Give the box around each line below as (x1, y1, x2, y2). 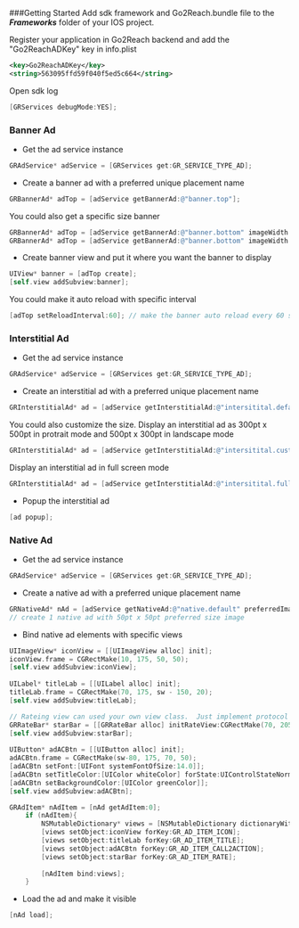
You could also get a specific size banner (9, 210, 160, 221)
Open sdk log (9, 85, 59, 96)
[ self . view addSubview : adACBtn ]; (9, 786, 133, 796)
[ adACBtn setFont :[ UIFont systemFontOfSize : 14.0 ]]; (9, 762, 205, 771)
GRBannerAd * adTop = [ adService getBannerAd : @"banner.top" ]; (9, 194, 241, 203)
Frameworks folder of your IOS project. (9, 17, 155, 28)
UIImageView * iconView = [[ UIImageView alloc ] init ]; (9, 646, 214, 655)
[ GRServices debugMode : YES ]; (9, 103, 117, 111)
